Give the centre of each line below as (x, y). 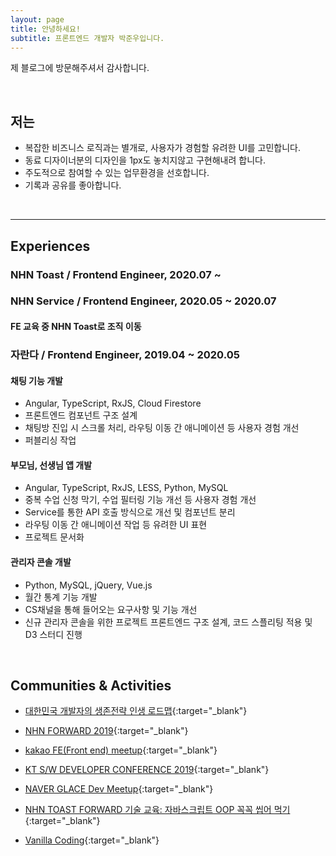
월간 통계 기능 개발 (61, 597)
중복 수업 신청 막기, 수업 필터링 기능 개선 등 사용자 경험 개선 (140, 500)
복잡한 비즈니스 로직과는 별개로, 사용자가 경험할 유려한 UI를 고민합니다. (162, 148)
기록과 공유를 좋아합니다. (73, 185)
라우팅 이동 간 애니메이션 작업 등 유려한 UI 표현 (116, 525)
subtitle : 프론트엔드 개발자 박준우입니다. (87, 38)
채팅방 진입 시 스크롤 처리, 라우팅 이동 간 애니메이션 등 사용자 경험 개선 (162, 428)
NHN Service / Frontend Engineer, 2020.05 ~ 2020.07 (143, 301)
